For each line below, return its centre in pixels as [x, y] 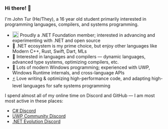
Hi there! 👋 [18, 8]
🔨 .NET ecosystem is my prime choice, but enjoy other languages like [85, 46]
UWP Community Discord [39, 116]
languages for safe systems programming [67, 86]
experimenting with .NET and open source [56, 40]
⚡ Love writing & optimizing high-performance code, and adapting [81, 78]
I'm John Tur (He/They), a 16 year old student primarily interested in [76, 19]
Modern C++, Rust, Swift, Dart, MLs [49, 51]
